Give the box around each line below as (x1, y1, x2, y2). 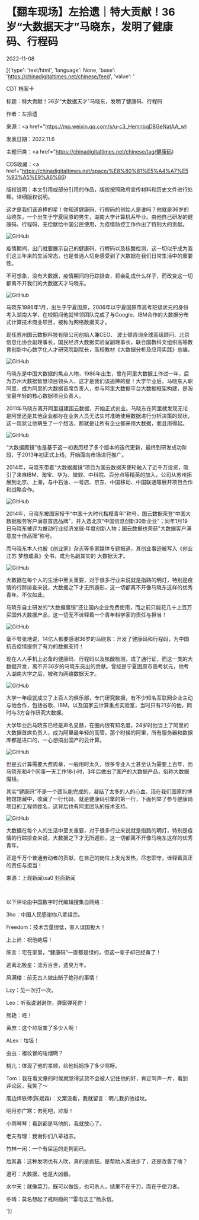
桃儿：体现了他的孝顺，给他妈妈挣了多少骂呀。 (6, 1062, 120, 1069)
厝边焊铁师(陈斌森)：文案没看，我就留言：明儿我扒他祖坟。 (6, 1094, 150, 1101)
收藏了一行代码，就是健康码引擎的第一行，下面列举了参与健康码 (37, 795, 193, 802)
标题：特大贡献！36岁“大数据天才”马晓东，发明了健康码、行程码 (6, 97, 163, 104)
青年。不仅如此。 (6, 591, 48, 598)
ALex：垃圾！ (6, 1037, 40, 1044)
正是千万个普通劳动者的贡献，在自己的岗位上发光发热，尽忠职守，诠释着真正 (6, 854, 193, 861)
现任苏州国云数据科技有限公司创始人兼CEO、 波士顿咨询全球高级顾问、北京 (6, 331, 190, 338)
